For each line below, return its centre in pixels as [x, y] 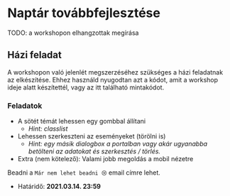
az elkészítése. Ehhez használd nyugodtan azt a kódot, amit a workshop [113, 80]
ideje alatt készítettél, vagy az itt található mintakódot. [86, 87]
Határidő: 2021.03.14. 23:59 [59, 187]
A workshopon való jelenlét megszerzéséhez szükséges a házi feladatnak [115, 72]
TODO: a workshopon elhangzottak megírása [73, 33]
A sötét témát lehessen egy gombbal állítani [82, 121]
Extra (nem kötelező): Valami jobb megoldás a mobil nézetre [105, 159]
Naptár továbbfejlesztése [84, 13]
